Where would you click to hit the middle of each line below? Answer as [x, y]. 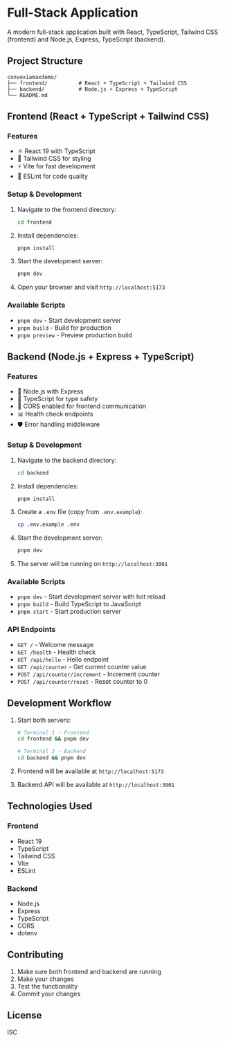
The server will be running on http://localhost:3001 [92, 564]
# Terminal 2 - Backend [52, 752]
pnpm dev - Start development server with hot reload [91, 597]
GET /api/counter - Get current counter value [82, 666]
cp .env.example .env [48, 524]
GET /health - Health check [56, 652]
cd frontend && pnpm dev [53, 739]
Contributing [35, 955]
